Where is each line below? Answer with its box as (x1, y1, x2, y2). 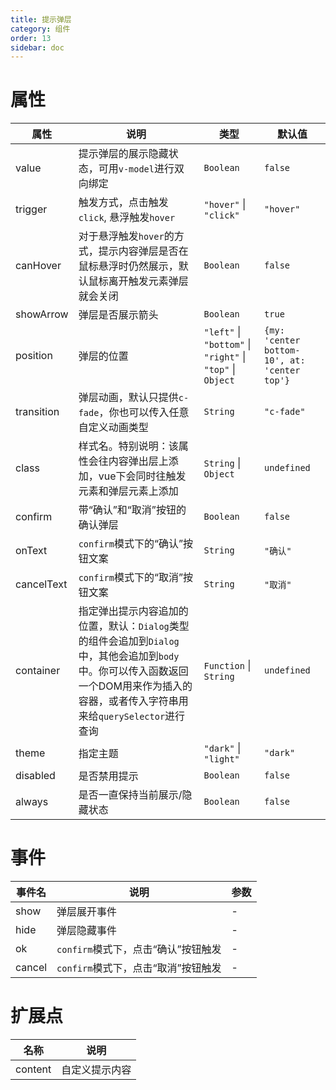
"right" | (203, 350, 247, 364)
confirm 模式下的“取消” (78, 571, 184, 585)
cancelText (15, 577, 68, 591)
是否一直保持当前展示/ (78, 788, 183, 802)
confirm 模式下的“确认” (78, 537, 184, 551)
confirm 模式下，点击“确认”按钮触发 (56, 942, 222, 956)
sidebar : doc (10, 42, 65, 53)
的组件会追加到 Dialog (78, 634, 180, 648)
